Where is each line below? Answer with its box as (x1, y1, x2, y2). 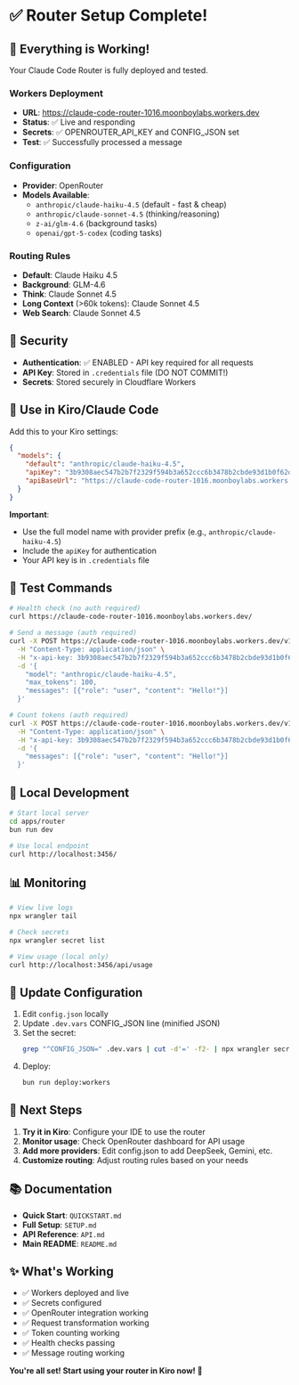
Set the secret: (21, 1028, 77, 1039)
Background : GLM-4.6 (21, 279, 106, 289)
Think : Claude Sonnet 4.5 (21, 289, 117, 299)
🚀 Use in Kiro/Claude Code (9, 403, 159, 418)
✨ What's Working (9, 1264, 114, 1279)
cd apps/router (9, 817, 66, 826)
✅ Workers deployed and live (21, 1288, 129, 1299)
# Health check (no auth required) (9, 604, 141, 613)
